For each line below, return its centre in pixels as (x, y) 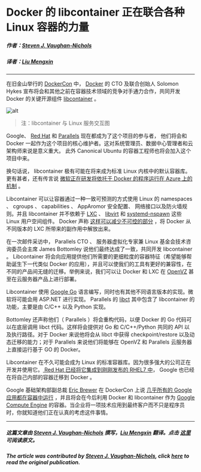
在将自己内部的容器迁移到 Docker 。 (51, 377)
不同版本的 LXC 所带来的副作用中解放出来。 (60, 229)
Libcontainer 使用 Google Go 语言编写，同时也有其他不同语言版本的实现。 (97, 291)
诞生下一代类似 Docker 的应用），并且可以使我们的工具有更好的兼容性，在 (102, 264)
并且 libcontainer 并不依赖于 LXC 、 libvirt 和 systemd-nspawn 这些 (99, 214)
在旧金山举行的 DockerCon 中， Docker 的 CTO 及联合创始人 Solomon (92, 83)
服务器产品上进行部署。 (51, 279)
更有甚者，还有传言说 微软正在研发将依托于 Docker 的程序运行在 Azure (93, 178)
